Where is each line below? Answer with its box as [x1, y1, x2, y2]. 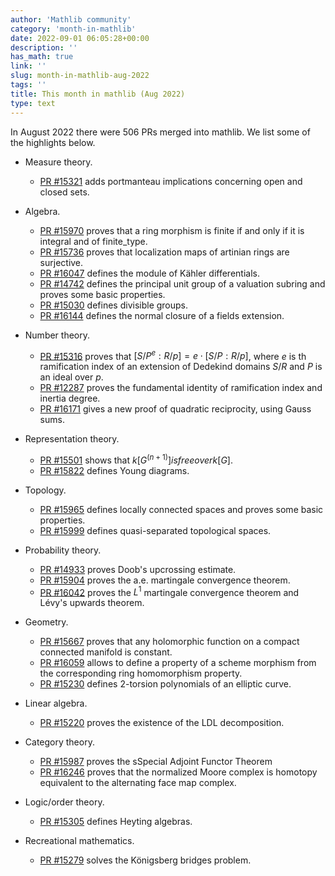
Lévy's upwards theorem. [39, 597, 145, 609]
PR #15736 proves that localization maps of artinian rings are [39, 246, 290, 258]
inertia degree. [39, 392, 101, 405]
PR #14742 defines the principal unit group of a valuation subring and [39, 277, 326, 290]
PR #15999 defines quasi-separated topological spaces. [39, 524, 272, 536]
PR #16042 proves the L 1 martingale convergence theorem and [39, 584, 300, 598]
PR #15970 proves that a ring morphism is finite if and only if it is [39, 224, 305, 236]
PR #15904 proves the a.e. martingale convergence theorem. [39, 574, 291, 586]
